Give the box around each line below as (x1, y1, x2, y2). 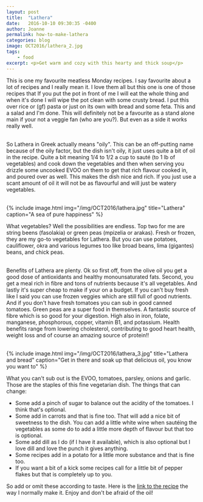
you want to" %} (6, 362, 47, 370)
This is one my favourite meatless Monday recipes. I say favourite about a (6, 77, 191, 84)
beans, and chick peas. (6, 248, 65, 256)
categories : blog (6, 37, 50, 43)
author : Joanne (6, 26, 45, 32)
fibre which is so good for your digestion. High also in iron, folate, (6, 312, 170, 319)
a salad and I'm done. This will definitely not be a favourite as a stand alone (6, 109, 195, 117)
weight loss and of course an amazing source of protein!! (6, 331, 150, 339)
